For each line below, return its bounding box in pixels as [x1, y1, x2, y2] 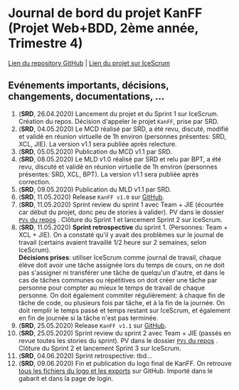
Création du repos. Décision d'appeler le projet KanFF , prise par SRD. [18, 117, 219, 125]
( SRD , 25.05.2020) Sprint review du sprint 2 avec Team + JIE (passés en [18, 329, 231, 337]
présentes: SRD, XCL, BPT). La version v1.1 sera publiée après [18, 169, 199, 179]
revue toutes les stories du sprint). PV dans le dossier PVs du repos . [18, 336, 218, 344]
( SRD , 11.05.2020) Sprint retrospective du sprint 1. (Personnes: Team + [18, 223, 228, 231]
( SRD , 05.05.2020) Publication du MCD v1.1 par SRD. [18, 147, 173, 156]
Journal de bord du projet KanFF [8, 5, 203, 21]
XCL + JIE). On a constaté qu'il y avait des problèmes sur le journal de [18, 230, 224, 239]
